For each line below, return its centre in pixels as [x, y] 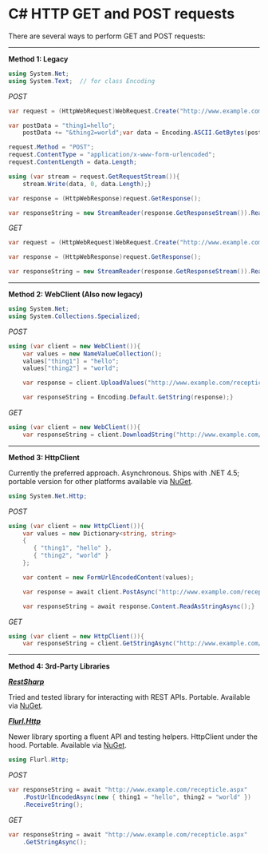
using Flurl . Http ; [39, 760]
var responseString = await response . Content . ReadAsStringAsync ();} [139, 606]
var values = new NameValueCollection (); [92, 354]
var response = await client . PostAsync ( [91, 592]
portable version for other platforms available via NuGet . [100, 481]
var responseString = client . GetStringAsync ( [100, 644]
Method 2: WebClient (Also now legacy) [76, 294]
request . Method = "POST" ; [51, 147]
